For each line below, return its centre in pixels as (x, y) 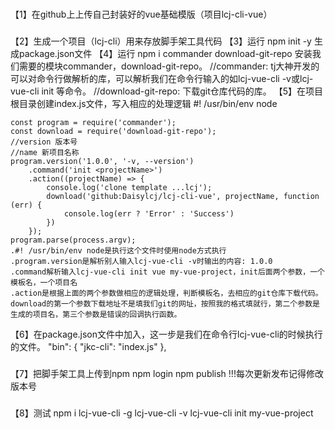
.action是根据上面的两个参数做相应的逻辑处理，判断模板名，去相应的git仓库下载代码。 (166, 293)
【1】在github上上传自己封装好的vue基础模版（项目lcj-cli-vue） (141, 14)
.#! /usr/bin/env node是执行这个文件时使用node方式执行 (118, 250)
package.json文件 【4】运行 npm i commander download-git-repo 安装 (165, 53)
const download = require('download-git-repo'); (113, 131)
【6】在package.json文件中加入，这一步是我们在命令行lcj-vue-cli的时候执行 (166, 334)
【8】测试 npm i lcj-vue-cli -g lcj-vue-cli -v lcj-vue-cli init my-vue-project (162, 413)
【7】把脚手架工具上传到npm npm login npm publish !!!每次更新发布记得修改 (167, 373)
